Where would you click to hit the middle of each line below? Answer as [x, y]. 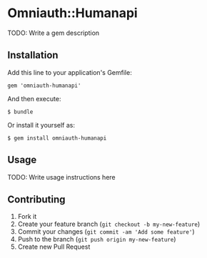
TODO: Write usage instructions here [61, 177]
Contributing [36, 199]
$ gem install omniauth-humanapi [57, 138]
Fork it [27, 217]
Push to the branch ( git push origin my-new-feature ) [97, 239]
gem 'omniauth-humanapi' [44, 86]
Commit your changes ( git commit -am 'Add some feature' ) [106, 232]
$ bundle [20, 112]
